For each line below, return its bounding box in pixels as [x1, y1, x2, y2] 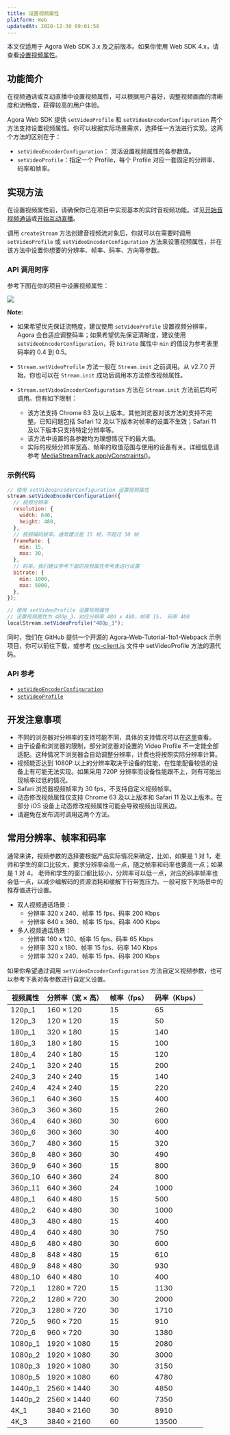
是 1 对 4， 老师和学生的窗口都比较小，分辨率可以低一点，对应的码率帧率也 [7, 869, 218, 877]
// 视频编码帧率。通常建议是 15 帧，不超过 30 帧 [13, 531, 139, 538]
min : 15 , [19, 544, 44, 551]
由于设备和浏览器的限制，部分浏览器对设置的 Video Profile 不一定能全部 [16, 742, 219, 750]
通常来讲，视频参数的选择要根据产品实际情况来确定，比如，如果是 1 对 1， [7, 851, 216, 860]
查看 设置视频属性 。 [7, 51, 62, 59]
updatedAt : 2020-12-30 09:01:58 [7, 23, 99, 29]
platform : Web [7, 16, 48, 23]
